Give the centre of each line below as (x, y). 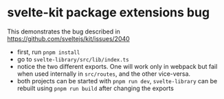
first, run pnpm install (48, 52)
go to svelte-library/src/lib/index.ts (73, 59)
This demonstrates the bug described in (64, 31)
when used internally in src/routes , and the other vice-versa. (104, 74)
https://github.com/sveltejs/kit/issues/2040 (69, 38)
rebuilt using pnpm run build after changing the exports (95, 88)
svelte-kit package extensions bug (109, 13)
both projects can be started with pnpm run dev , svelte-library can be (117, 81)
